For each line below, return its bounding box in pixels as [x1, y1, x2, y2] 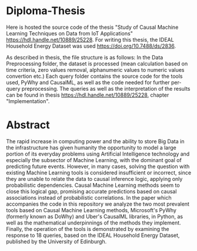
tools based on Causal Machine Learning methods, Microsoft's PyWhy [6, 206, 176, 213]
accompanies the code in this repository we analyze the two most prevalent [6, 200, 190, 207]
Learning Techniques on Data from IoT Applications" [6, 29, 133, 37]
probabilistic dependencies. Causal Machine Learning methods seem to [6, 181, 181, 189]
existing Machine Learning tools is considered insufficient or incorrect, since [6, 169, 192, 176]
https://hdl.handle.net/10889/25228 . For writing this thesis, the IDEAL [6, 36, 175, 43]
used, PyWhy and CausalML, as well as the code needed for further [6, 78, 170, 86]
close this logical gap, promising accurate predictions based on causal [6, 187, 177, 195]
